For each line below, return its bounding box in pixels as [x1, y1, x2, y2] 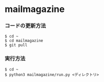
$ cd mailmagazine [5, 38, 43, 43]
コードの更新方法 [5, 22, 46, 29]
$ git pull [5, 42, 28, 48]
